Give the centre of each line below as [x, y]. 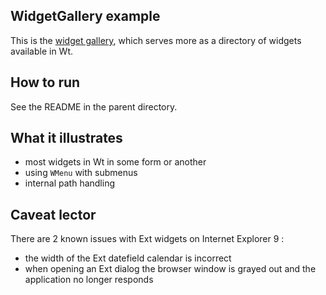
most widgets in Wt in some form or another [115, 162]
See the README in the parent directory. [94, 106]
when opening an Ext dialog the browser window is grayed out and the [170, 269]
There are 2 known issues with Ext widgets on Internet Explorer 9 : [147, 239]
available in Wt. [42, 51]
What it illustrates [66, 138]
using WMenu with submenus [81, 173]
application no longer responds [89, 280]
